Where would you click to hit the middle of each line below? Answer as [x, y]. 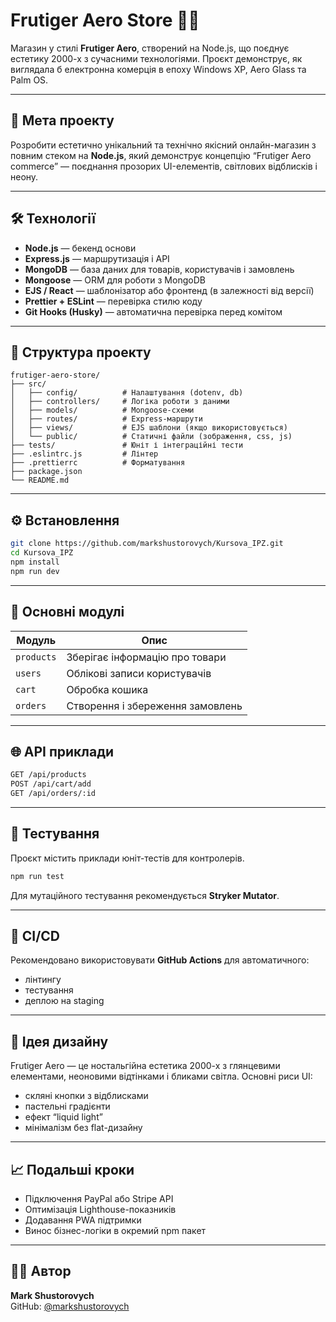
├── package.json [46, 472]
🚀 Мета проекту [62, 120]
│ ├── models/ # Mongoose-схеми [102, 410]
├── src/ [28, 384]
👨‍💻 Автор [41, 1271]
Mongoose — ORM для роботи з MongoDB [115, 280]
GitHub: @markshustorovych [70, 1306]
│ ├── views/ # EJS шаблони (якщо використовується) [149, 428]
